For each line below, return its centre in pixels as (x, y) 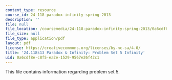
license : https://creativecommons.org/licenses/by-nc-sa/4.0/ (73, 48)
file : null (17, 24)
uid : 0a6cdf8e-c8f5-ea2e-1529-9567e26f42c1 (52, 57)
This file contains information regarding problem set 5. (63, 72)
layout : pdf (18, 43)
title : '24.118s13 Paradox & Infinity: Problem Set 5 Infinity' (75, 52)
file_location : (21, 29)
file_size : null (23, 34)
